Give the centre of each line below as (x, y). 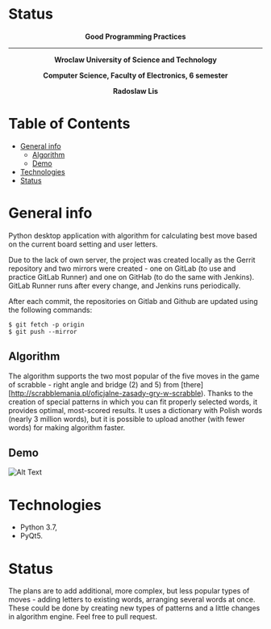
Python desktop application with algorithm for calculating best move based (133, 235)
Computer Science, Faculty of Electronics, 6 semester (135, 75)
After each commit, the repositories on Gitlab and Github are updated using (133, 301)
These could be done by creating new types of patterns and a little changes (134, 608)
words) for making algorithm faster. (67, 427)
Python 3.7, (39, 527)
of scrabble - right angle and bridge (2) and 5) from (94, 384)
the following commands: (50, 310)
